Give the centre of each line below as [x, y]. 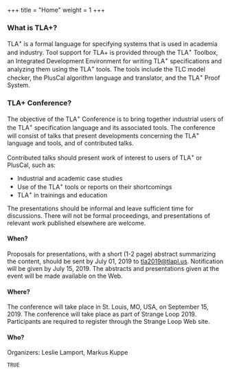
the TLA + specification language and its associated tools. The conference [111, 126]
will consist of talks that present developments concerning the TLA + [103, 135]
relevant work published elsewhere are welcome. [77, 223]
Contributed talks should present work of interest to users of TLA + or [105, 157]
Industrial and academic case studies [70, 178]
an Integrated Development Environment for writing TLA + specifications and [114, 60]
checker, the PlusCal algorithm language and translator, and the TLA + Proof [114, 77]
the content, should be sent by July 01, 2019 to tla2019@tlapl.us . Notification [115, 261]
